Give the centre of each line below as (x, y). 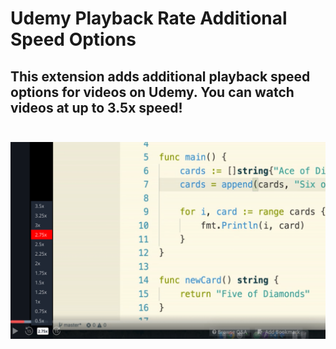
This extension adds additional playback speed (160, 76)
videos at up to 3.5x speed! (96, 107)
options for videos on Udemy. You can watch (152, 92)
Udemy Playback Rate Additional (149, 18)
